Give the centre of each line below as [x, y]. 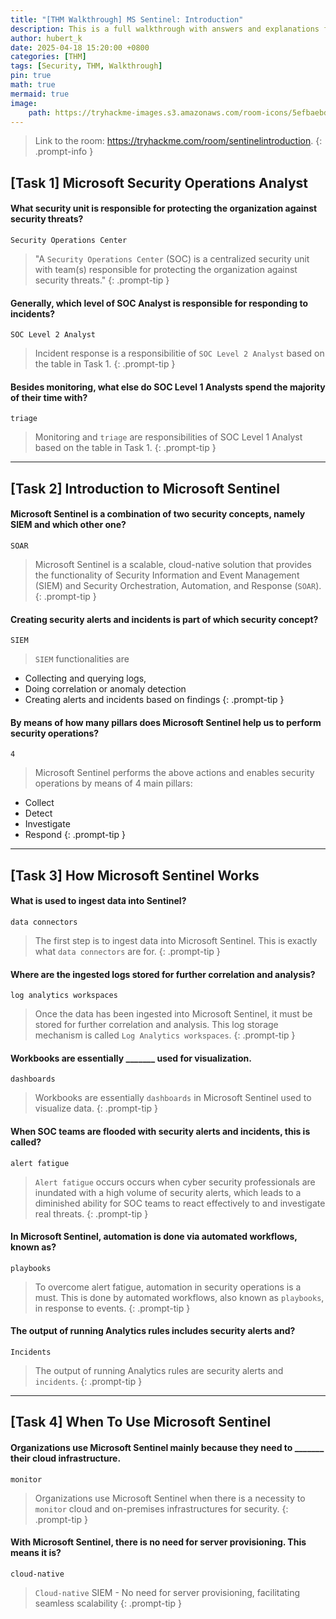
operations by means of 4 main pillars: [113, 783]
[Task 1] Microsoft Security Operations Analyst [159, 182]
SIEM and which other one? [68, 525]
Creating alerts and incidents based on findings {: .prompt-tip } [154, 700]
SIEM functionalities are [82, 659]
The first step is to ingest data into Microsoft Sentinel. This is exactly [176, 940]
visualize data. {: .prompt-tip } [96, 1108]
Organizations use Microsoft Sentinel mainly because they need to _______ [167, 1447]
